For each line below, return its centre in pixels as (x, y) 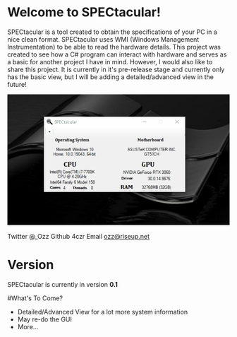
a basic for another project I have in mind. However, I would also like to (110, 61)
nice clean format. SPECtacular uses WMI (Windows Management (103, 39)
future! (17, 84)
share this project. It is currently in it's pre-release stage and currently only (116, 69)
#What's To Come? (35, 298)
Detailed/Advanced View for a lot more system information (103, 312)
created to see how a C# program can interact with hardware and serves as (117, 54)
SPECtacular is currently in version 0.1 (63, 284)
